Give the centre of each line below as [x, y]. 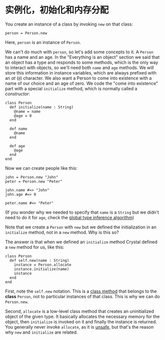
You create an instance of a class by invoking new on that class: [69, 24]
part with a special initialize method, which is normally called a [71, 88]
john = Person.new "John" [32, 177]
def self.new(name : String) [39, 260]
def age [17, 146]
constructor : [18, 94]
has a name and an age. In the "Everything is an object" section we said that [82, 57]
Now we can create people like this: [41, 168]
